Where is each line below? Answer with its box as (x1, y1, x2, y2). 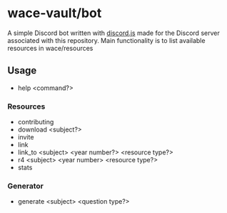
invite (17, 133, 34, 142)
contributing (17, 118, 54, 127)
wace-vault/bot (7, 5, 102, 21)
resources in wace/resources (7, 44, 94, 52)
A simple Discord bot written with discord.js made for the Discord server (7, 29, 220, 37)
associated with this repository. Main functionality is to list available (7, 36, 206, 44)
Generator (7, 181, 44, 191)
